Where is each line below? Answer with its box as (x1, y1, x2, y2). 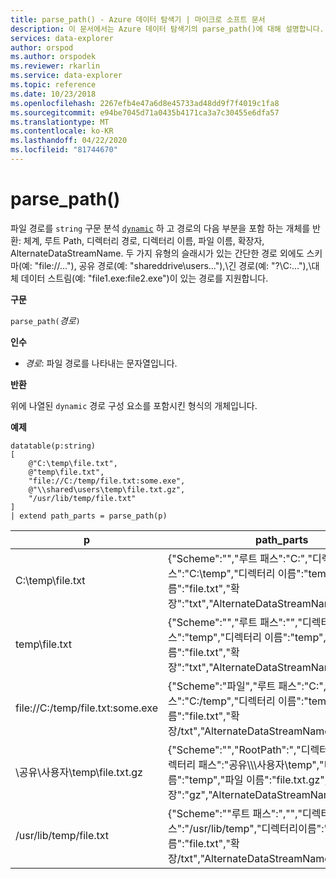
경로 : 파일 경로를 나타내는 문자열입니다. (24, 357, 178, 369)
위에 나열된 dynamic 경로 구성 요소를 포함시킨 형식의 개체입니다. (10, 399, 258, 411)
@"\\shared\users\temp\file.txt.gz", (28, 484, 186, 495)
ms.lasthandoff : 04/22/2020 (10, 136, 128, 146)
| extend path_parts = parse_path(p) (10, 511, 168, 521)
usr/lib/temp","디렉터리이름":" (192, 821, 329, 835)
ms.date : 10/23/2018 (10, 89, 97, 99)
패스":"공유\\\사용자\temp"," (198, 757, 325, 771)
